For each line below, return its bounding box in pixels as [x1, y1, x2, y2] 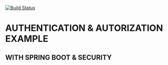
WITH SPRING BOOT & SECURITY [5, 53, 112, 61]
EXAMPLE [5, 33, 49, 45]
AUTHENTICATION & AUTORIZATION [5, 23, 163, 34]
